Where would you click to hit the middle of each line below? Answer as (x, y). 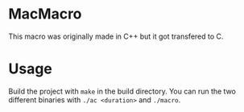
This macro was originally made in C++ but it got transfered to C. (116, 36)
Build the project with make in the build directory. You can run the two (122, 91)
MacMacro (45, 14)
